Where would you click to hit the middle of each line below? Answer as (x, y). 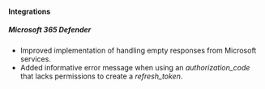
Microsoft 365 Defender (50, 30)
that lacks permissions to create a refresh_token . (101, 76)
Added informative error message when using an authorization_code (135, 67)
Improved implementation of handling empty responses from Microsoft (138, 50)
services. (35, 59)
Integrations (30, 11)
